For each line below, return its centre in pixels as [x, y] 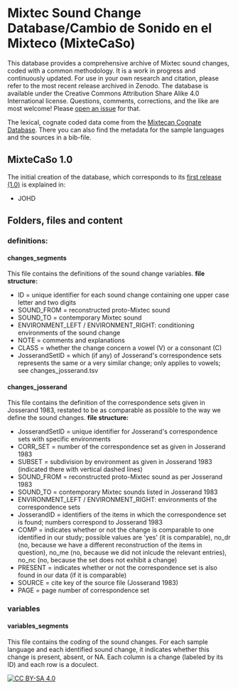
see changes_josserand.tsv [58, 371]
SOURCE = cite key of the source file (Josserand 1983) [98, 583]
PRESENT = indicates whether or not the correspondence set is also [118, 568]
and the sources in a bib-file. [49, 137]
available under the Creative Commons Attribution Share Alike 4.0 [103, 93]
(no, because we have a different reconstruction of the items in [110, 545]
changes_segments [37, 258]
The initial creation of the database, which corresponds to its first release [114, 177]
